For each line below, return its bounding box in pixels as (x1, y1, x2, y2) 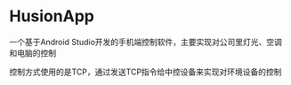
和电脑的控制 (9, 47, 56, 58)
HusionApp (9, 6, 95, 27)
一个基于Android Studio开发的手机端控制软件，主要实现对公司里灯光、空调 (9, 36, 283, 47)
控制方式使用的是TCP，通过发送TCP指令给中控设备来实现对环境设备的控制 (9, 66, 282, 77)
